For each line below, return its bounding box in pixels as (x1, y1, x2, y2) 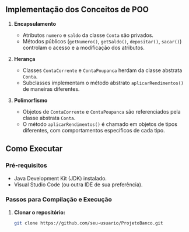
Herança (13, 55, 36, 62)
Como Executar (5, 144, 63, 154)
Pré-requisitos (5, 161, 47, 169)
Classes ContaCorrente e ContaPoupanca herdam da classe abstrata (22, 67, 183, 74)
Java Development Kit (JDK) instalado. (13, 175, 107, 182)
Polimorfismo (13, 97, 48, 104)
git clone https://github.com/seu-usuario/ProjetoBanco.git (13, 220, 163, 226)
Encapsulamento (13, 20, 57, 27)
